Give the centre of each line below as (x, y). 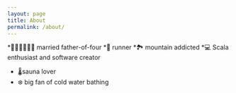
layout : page (27, 14)
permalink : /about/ (36, 27)
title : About (27, 20)
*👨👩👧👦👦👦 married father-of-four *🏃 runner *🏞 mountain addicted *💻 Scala (118, 47)
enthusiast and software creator (54, 58)
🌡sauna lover (37, 72)
